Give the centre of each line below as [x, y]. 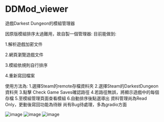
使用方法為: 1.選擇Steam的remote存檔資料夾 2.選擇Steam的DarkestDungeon [82, 86]
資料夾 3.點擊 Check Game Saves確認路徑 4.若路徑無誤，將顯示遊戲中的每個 [82, 92]
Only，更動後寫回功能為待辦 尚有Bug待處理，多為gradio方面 [66, 104]
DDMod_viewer [37, 9]
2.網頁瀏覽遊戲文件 [24, 55]
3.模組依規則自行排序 [27, 65]
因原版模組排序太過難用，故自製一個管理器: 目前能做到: [61, 33]
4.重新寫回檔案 [20, 75]
